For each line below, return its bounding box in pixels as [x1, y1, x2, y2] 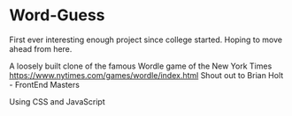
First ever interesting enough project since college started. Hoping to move [9, 34, 283, 45]
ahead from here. [9, 43, 73, 54]
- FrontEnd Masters [9, 79, 80, 90]
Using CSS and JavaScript [9, 96, 106, 106]
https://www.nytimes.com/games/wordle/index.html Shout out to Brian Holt [9, 69, 284, 80]
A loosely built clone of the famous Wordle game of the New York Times [9, 61, 273, 71]
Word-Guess [9, 5, 105, 25]
